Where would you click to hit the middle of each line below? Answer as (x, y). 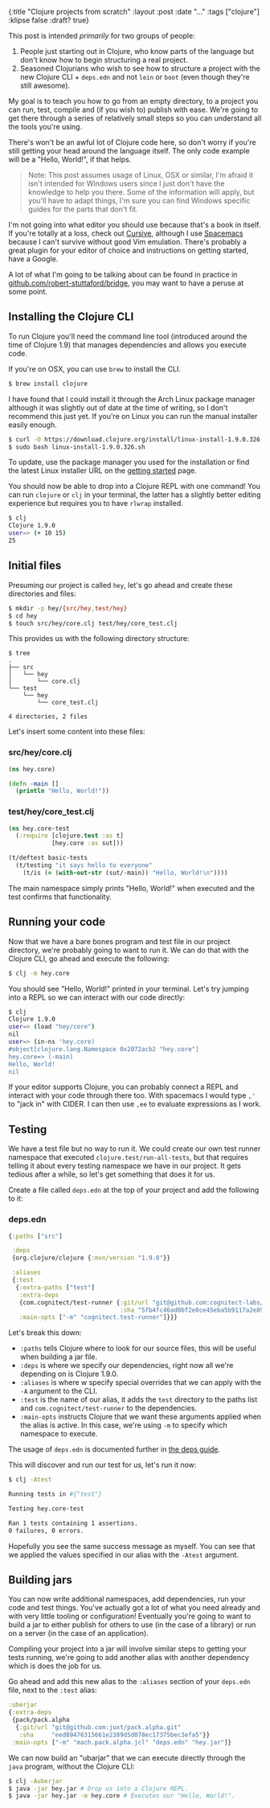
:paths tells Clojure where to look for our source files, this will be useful (138, 1348)
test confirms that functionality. (60, 897)
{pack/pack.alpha (41, 1720)
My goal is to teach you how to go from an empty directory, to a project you (133, 101)
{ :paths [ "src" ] (35, 1236)
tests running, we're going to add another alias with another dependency (129, 1658)
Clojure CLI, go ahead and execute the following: (89, 958)
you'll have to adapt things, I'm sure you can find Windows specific (139, 201)
